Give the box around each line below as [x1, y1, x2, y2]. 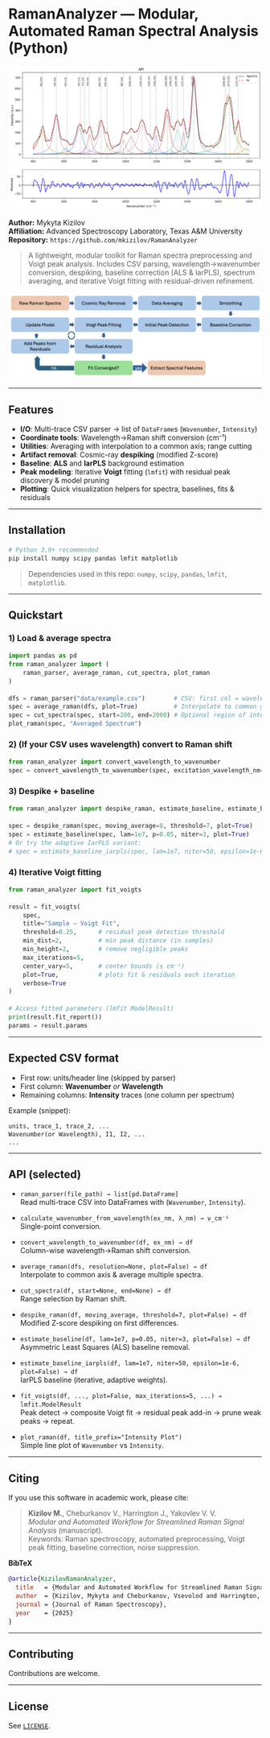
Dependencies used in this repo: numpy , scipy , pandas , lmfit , [27, 569, 227, 578]
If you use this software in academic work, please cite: [8, 1493, 189, 1503]
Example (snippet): [8, 1105, 71, 1115]
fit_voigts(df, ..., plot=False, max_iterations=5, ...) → [19, 1392, 223, 1401]
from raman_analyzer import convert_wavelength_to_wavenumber [8, 758, 221, 766]
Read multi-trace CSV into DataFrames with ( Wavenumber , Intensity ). [19, 1198, 246, 1207]
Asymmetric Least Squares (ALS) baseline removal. [19, 1343, 190, 1352]
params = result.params [8, 1021, 88, 1029]
